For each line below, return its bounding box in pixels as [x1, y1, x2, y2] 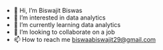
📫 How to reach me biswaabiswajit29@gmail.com [13, 36, 156, 43]
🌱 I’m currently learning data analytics [13, 21, 121, 28]
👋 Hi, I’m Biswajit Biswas [13, 7, 83, 14]
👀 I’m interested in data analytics [13, 14, 106, 22]
